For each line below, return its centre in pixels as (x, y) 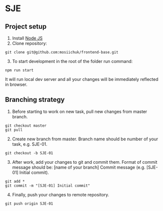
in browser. (16, 84)
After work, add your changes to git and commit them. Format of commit (85, 162)
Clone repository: (29, 43)
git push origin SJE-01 (29, 203)
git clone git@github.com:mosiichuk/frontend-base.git (62, 52)
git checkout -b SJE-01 (29, 153)
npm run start (19, 70)
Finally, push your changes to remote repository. (61, 194)
